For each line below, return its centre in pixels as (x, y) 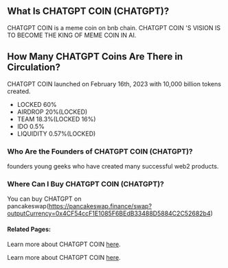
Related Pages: (29, 229)
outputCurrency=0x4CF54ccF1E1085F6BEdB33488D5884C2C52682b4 (109, 214)
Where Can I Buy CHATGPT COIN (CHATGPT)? (86, 184)
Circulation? (34, 68)
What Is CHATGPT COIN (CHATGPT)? (88, 11)
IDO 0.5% (31, 126)
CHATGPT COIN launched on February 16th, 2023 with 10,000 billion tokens (114, 84)
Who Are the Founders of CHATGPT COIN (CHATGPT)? (100, 151)
